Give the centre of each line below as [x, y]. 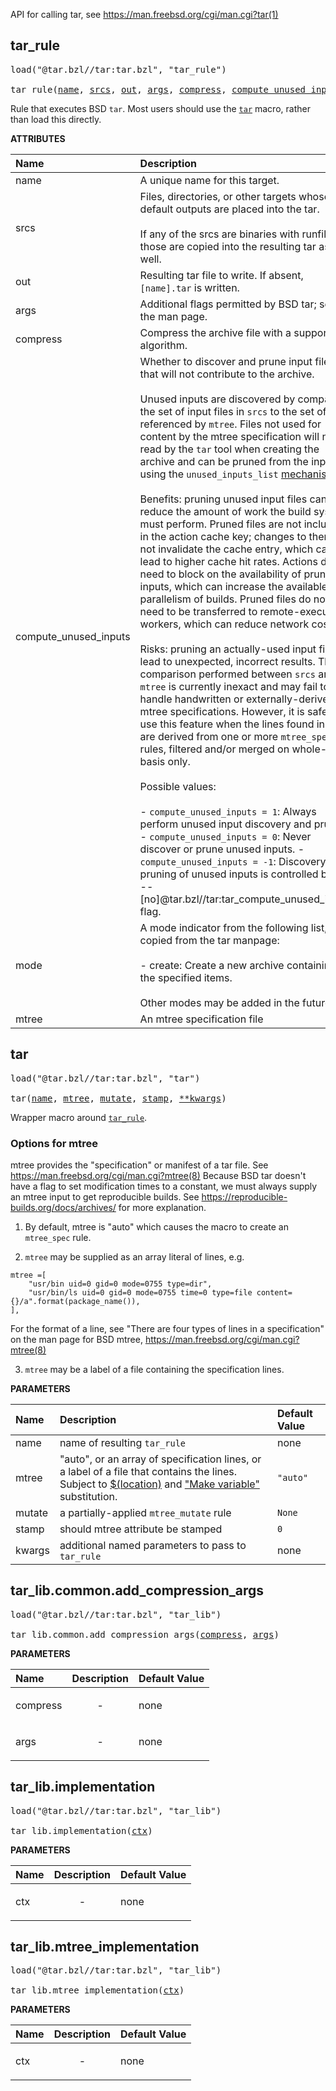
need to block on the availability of [220, 574]
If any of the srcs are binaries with [219, 234]
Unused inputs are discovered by [217, 399]
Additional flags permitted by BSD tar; [228, 304]
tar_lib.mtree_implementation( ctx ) [97, 1990]
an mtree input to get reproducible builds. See [105, 1196]
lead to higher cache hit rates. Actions [228, 561]
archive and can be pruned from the [224, 461]
